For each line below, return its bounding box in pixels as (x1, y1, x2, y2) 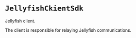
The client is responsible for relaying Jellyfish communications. (5, 27, 132, 33)
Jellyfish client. (5, 18, 35, 24)
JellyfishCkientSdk (5, 4, 84, 13)
